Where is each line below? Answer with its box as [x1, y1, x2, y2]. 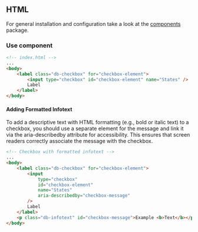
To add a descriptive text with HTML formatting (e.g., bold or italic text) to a [6, 119, 189, 126]
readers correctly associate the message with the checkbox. [6, 138, 153, 145]
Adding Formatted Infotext [6, 105, 72, 112]
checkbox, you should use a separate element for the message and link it [6, 125, 184, 132]
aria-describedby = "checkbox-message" [37, 193, 131, 199]
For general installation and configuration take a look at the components [6, 20, 181, 27]
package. [6, 26, 29, 34]
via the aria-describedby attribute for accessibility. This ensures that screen [6, 131, 190, 138]
